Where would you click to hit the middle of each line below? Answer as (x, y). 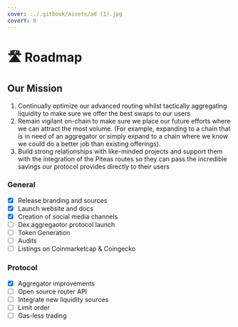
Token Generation (44, 233)
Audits (27, 241)
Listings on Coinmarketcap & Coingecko (77, 249)
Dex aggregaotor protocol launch (66, 224)
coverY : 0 (22, 21)
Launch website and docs (56, 208)
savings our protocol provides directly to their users (93, 166)
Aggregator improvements (56, 283)
